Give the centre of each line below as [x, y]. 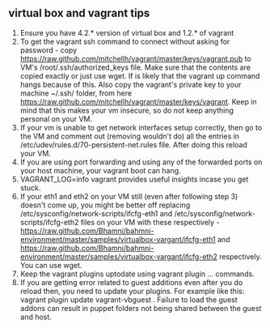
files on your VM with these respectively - [150, 222]
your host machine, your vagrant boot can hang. [100, 170]
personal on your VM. [56, 119]
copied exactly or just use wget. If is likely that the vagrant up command [140, 75]
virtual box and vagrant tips [79, 13]
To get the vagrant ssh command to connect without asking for [125, 41]
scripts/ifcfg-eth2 [49, 222]
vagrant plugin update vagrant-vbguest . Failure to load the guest [129, 300]
